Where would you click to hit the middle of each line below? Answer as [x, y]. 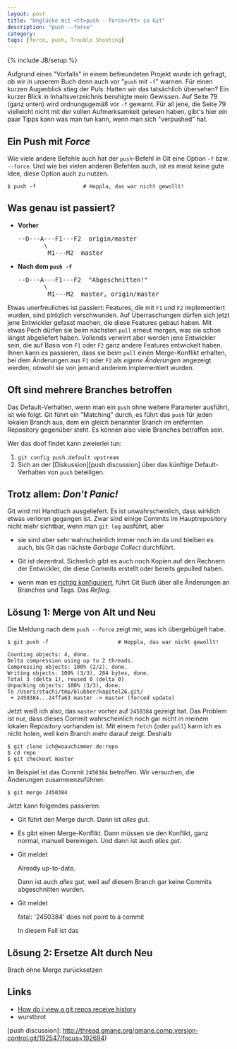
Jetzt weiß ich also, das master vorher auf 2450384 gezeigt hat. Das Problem [117, 711]
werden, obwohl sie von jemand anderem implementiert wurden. [101, 367]
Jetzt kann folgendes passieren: [54, 806]
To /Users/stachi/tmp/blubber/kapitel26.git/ [75, 692]
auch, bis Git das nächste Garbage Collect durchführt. [96, 548]
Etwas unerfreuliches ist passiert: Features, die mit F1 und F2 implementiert [116, 307]
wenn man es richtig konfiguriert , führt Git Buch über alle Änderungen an [123, 583]
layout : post [26, 14]
